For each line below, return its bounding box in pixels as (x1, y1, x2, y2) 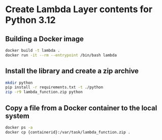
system (5, 112, 29, 120)
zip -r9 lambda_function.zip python (5, 90, 83, 95)
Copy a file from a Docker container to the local (5, 103, 157, 112)
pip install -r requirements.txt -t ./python (5, 85, 103, 90)
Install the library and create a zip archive (5, 67, 139, 76)
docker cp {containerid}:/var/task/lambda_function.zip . (5, 129, 131, 135)
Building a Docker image (5, 34, 84, 43)
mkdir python (5, 80, 33, 85)
